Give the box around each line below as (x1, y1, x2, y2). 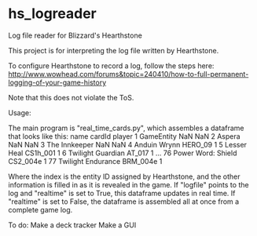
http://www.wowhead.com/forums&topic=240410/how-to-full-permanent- (8, 69, 249, 78)
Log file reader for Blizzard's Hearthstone (8, 31, 143, 40)
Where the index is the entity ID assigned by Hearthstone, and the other (8, 172, 241, 181)
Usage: (8, 107, 31, 118)
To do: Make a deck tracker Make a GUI (8, 220, 137, 230)
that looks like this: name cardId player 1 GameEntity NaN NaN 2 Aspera (8, 131, 241, 141)
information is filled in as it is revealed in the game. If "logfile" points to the (8, 180, 249, 189)
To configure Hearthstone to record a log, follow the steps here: (8, 60, 215, 71)
